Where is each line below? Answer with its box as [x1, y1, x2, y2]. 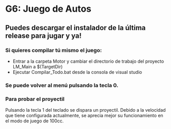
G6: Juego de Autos [5, 3, 92, 15]
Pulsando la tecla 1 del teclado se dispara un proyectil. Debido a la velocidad [5, 107, 166, 113]
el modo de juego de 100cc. [5, 118, 64, 124]
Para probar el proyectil [5, 95, 65, 102]
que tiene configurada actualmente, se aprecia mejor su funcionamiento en [5, 113, 163, 119]
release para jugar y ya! [5, 31, 82, 40]
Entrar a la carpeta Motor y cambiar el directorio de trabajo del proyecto [12, 58, 164, 64]
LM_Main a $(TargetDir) [12, 63, 63, 69]
